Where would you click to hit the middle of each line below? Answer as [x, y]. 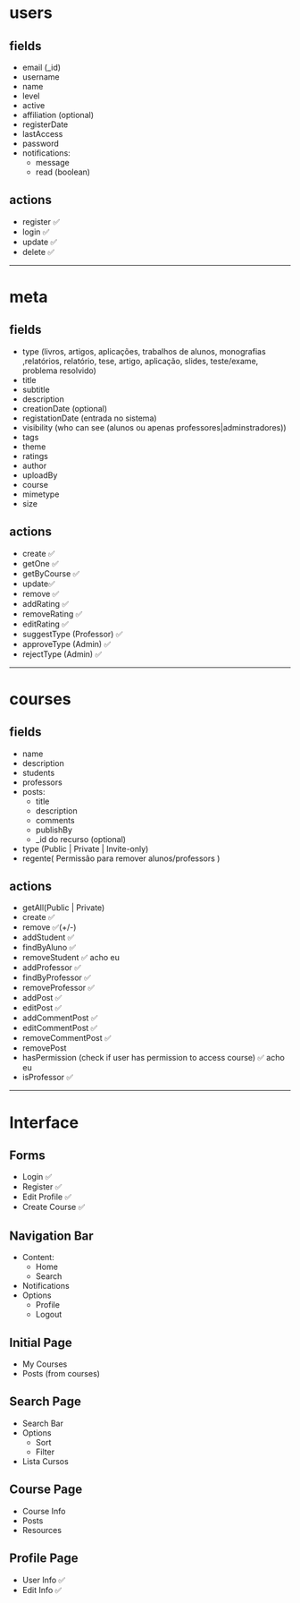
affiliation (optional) [58, 115]
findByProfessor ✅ [56, 977]
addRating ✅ [46, 603]
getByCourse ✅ [51, 573]
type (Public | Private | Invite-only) [85, 848]
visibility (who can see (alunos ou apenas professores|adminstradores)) [154, 427]
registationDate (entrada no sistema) [90, 418]
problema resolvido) [59, 371]
